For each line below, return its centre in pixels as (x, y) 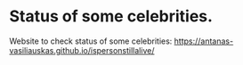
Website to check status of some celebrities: (91, 41)
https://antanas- (204, 41)
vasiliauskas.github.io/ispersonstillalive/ (82, 50)
